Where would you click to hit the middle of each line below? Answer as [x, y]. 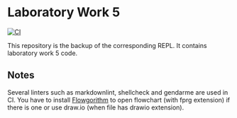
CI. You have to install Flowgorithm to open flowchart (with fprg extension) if [119, 100]
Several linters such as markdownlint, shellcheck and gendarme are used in [118, 92]
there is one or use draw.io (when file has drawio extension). [96, 107]
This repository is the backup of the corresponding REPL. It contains [107, 45]
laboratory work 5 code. [43, 53]
